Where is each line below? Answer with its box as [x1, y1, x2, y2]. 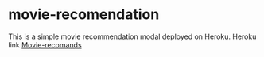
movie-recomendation [8, 6, 160, 24]
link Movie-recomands [8, 40, 82, 49]
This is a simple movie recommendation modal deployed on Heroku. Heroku [8, 32, 257, 41]
